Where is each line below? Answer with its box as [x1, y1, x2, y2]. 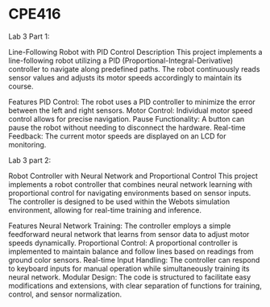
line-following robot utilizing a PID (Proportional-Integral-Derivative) [8, 56, 234, 65]
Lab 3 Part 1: [8, 31, 50, 41]
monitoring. [8, 139, 47, 149]
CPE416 [8, 5, 61, 23]
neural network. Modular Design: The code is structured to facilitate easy [8, 272, 251, 282]
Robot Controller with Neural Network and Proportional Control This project [8, 171, 258, 180]
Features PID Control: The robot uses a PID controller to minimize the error [8, 97, 255, 106]
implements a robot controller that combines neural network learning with [8, 179, 252, 189]
